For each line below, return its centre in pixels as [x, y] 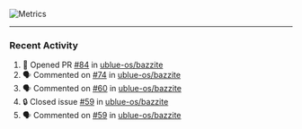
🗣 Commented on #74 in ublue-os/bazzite [102, 75]
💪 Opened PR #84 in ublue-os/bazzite [93, 65]
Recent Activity [44, 45]
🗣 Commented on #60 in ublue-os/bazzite [102, 89]
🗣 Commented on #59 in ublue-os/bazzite [102, 116]
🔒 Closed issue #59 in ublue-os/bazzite [95, 102]
